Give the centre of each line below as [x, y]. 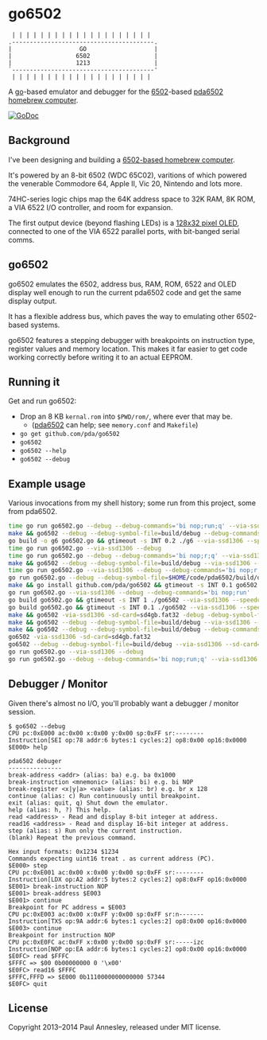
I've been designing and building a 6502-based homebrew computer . [122, 159]
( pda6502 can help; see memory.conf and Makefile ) [115, 425]
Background [39, 140]
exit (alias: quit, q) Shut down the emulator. [89, 803]
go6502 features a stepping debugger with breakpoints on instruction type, [132, 340]
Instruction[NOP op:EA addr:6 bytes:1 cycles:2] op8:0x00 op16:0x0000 [128, 949]
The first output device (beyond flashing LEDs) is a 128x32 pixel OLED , [124, 223]
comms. [21, 240]
